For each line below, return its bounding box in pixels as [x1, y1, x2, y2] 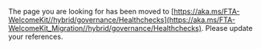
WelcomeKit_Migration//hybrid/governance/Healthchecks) [8, 24, 202, 32]
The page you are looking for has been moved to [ [8, 7, 174, 16]
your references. [8, 32, 63, 41]
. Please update [201, 24, 253, 32]
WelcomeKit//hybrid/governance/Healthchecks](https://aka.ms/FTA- [8, 15, 235, 24]
